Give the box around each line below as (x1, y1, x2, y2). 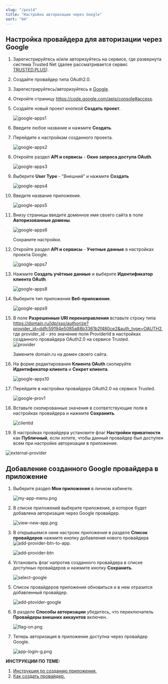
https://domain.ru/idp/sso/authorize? (12, 320, 89, 326)
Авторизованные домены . (12, 217, 71, 223)
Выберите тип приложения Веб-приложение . (12, 296, 111, 302)
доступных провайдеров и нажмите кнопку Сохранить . (12, 565, 133, 571)
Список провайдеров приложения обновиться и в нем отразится (12, 584, 153, 590)
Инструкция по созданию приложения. (12, 668, 97, 674)
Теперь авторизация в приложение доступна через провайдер (12, 634, 148, 640)
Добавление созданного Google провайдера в (5, 464, 159, 473)
